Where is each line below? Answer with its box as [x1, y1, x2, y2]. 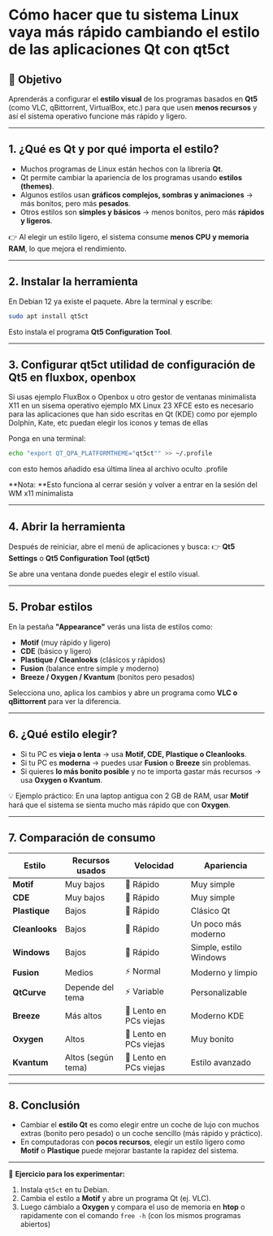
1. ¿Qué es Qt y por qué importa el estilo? [8, 142, 219, 156]
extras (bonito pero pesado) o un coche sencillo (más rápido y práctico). [19, 1129, 263, 1139]
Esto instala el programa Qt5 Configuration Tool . [8, 326, 172, 336]
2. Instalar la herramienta [8, 274, 138, 289]
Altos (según [64, 1052, 114, 1063]
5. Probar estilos [8, 600, 93, 614]
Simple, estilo [190, 942, 242, 953]
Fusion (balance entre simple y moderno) [19, 663, 159, 673]
